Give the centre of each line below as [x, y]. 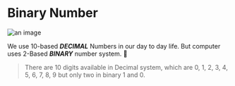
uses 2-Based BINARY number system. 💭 [67, 54]
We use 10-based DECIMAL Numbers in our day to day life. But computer [114, 46]
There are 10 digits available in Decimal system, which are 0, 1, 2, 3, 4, [126, 67]
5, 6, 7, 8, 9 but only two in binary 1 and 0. [85, 75]
